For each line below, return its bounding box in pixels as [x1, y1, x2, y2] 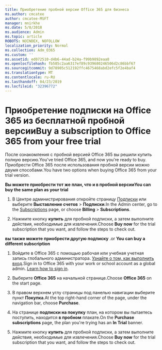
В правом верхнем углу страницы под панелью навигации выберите [12, 290, 155, 296]
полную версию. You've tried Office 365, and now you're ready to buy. [5, 157, 146, 163]
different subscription [5, 241, 50, 247]
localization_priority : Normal [5, 43, 68, 48]
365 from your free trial [5, 135, 101, 147]
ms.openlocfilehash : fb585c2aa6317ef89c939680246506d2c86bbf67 [5, 61, 136, 66]
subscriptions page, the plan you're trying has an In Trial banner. [12, 320, 143, 326]
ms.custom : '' [5, 52, 34, 57]
